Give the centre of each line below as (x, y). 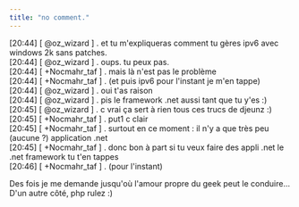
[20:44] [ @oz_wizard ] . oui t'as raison (81, 90)
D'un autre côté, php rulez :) (61, 193)
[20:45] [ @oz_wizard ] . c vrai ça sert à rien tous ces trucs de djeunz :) (141, 109)
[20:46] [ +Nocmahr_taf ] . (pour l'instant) (86, 166)
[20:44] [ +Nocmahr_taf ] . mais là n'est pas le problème (113, 71)
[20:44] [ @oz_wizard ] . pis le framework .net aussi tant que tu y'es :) (138, 100)
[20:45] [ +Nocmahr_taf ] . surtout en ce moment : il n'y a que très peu (139, 128)
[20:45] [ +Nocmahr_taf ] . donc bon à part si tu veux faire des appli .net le (147, 147)
